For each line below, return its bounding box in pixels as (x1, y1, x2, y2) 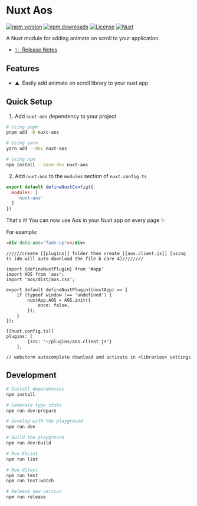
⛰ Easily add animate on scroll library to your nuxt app (14, 79, 149, 86)
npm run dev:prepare (6, 408, 57, 414)
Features (6, 63, 40, 74)
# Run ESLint (6, 450, 38, 456)
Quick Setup (6, 97, 52, 107)
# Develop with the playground (6, 418, 83, 424)
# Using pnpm (6, 124, 38, 130)
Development (6, 370, 57, 381)
